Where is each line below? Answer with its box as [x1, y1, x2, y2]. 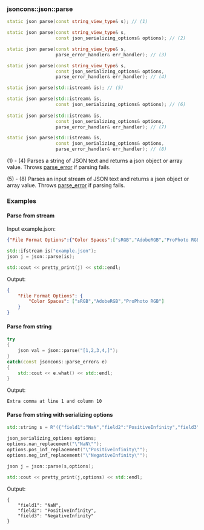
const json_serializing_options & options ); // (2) [55, 35, 186, 41]
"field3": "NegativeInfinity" [18, 512, 94, 519]
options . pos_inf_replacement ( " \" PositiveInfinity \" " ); [7, 447, 148, 453]
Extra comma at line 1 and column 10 [7, 399, 102, 405]
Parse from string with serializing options [7, 411, 113, 418]
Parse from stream [7, 211, 55, 219]
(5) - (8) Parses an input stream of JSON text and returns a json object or [7, 175, 189, 183]
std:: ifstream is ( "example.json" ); [7, 248, 97, 254]
